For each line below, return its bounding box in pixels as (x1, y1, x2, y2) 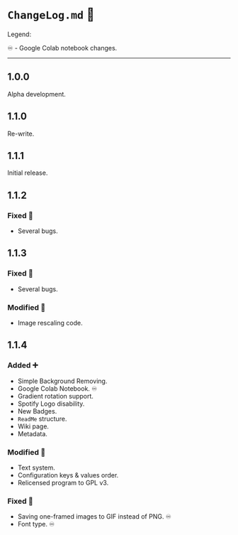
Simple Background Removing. (17, 377, 108, 385)
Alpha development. (7, 90, 66, 98)
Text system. (17, 463, 55, 472)
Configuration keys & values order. (17, 471, 119, 480)
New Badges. (17, 406, 57, 415)
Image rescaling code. (17, 319, 83, 328)
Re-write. (7, 129, 35, 138)
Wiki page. (17, 422, 50, 431)
